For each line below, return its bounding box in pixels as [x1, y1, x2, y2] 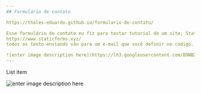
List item [6, 69, 28, 75]
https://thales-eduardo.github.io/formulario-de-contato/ [6, 19, 154, 26]
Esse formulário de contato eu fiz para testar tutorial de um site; [6, 30, 184, 36]
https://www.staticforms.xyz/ [6, 36, 82, 42]
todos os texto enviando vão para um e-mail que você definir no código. [6, 41, 194, 48]
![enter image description [6, 52, 74, 58]
